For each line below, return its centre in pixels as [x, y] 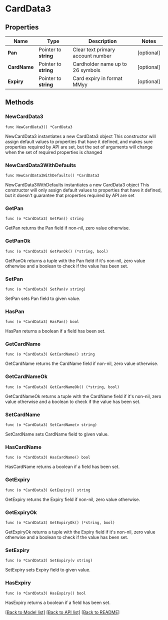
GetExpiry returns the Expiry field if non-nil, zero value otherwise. [73, 499]
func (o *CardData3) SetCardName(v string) [51, 425]
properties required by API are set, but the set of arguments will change [79, 147]
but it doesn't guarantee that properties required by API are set [70, 195]
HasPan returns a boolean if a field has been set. [55, 331]
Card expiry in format [97, 78]
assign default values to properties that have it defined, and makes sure [79, 141]
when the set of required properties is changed [54, 152]
